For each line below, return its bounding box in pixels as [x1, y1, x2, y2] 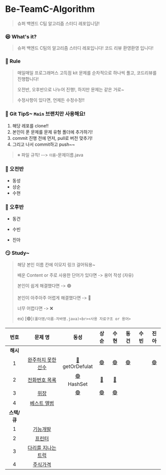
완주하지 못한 [27, 356, 57, 363]
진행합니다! [17, 76, 39, 82]
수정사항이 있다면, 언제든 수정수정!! [17, 97, 85, 103]
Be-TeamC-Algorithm [5, 3, 95, 15]
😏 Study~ [5, 249, 30, 256]
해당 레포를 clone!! [12, 122, 49, 128]
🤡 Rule [5, 58, 21, 65]
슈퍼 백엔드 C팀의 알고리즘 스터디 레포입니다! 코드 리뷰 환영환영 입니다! [17, 45, 154, 51]
